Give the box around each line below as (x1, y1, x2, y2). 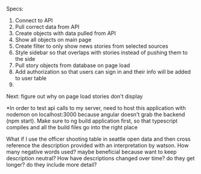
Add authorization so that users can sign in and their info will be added (14, 68, 191, 75)
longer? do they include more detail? (6, 161, 97, 168)
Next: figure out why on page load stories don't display (6, 93, 143, 100)
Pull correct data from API (14, 24, 80, 30)
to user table (14, 75, 47, 82)
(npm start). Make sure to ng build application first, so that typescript (6, 117, 178, 124)
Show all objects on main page (14, 36, 92, 43)
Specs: (6, 5, 24, 12)
